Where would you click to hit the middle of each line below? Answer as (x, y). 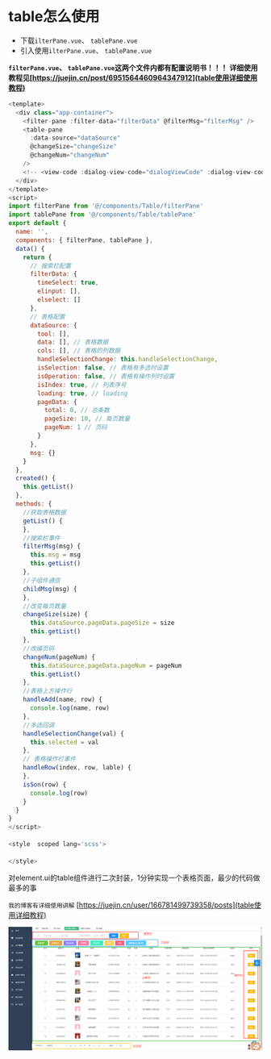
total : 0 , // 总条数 (77, 411)
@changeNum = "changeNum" (70, 155)
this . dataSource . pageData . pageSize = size (102, 623)
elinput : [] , (59, 291)
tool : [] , (54, 334)
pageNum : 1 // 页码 (75, 427)
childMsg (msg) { (50, 589)
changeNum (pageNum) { (59, 657)
